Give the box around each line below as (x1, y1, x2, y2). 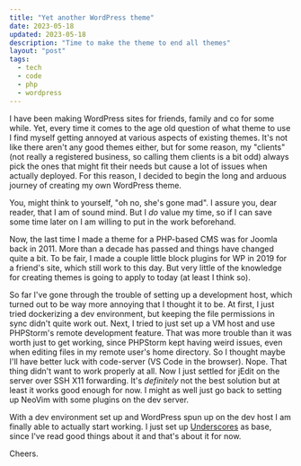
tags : (9, 55, 30, 64)
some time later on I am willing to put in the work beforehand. (9, 216, 236, 227)
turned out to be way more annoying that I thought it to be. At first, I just (9, 298, 275, 310)
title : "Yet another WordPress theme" (9, 13, 155, 22)
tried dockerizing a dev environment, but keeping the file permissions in (9, 308, 276, 319)
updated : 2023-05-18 (9, 30, 87, 39)
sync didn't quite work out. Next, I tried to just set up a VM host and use (9, 318, 276, 329)
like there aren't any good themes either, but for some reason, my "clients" (9, 141, 286, 153)
